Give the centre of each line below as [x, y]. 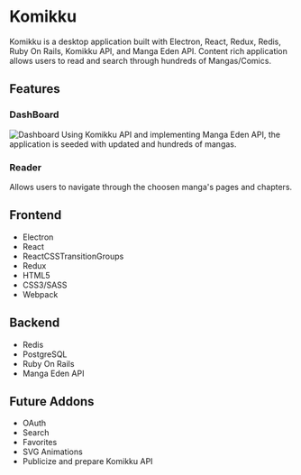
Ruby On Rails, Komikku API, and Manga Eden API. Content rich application [149, 50]
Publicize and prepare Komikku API [87, 461]
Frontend [36, 215]
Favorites [40, 443]
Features [35, 89]
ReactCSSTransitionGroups [73, 256]
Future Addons [52, 402]
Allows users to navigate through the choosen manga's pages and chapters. [151, 187]
